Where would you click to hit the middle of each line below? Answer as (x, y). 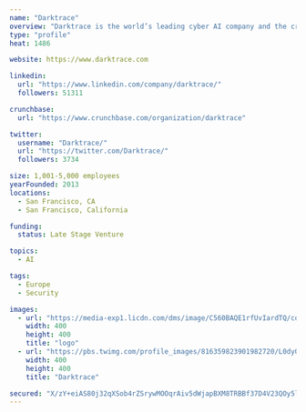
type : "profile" (40, 35)
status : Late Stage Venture (71, 235)
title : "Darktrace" (63, 377)
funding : (26, 226)
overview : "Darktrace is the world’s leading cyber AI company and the (148, 26)
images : (24, 309)
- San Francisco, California (73, 210)
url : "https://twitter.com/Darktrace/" (93, 151)
